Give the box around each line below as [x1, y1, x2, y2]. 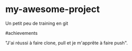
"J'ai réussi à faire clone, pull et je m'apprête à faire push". [5, 39, 128, 46]
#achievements [5, 30, 38, 36]
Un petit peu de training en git [5, 20, 68, 26]
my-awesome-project [5, 4, 100, 15]
